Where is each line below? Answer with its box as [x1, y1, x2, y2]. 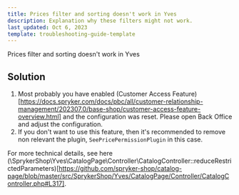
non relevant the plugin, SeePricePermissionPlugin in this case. [17, 135, 203, 144]
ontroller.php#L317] [7, 179, 65, 188]
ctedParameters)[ [7, 164, 59, 173]
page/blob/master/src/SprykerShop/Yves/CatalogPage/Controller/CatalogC [7, 172, 230, 181]
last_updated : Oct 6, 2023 [7, 24, 88, 31]
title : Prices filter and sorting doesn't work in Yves [7, 10, 177, 18]
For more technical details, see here [7, 149, 113, 158]
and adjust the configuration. [17, 120, 103, 129]
